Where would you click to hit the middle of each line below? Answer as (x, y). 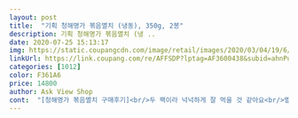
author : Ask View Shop (51, 91)
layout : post (33, 17)
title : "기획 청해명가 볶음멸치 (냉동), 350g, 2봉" (97, 26)
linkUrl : (25, 59)
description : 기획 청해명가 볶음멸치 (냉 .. (82, 34)
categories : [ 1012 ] (45, 67)
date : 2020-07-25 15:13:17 (59, 42)
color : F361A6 (35, 75)
